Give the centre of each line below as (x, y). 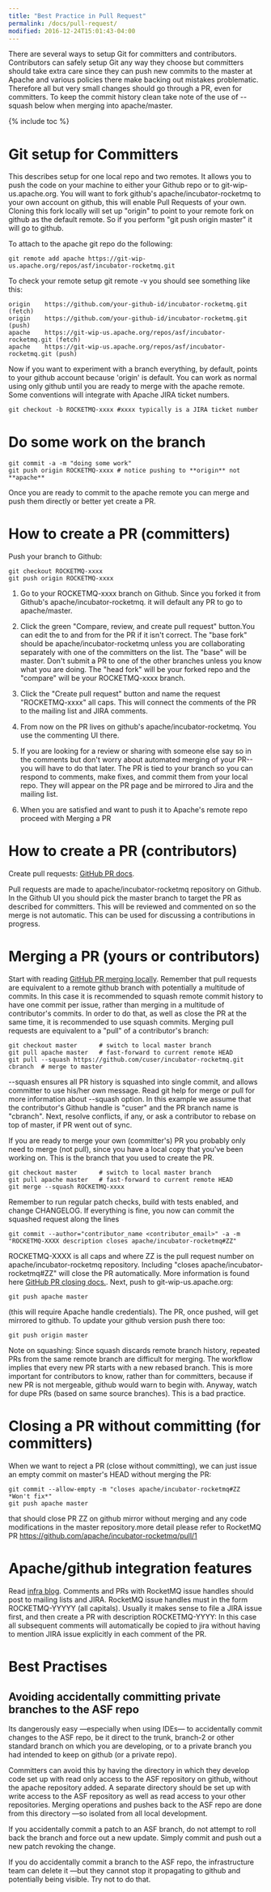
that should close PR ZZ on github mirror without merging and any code (127, 1518)
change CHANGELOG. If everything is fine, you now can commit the (121, 1211)
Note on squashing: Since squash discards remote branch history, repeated (134, 1351)
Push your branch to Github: (55, 557)
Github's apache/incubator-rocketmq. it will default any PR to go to (131, 602)
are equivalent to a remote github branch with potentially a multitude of (127, 988)
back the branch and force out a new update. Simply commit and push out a (135, 1838)
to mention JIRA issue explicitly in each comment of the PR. (108, 1633)
